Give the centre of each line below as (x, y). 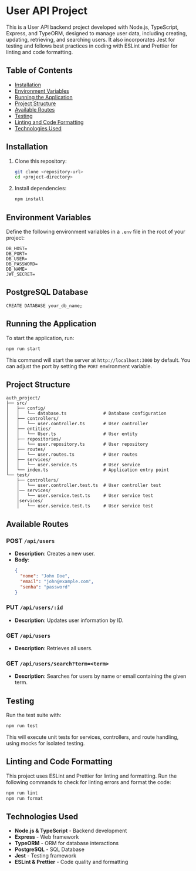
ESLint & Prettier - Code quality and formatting (71, 862)
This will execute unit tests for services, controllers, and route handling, (92, 737)
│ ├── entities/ (28, 429)
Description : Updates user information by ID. (69, 620)
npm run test (22, 726)
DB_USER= (17, 259)
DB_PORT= (17, 254)
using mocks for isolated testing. (45, 743)
